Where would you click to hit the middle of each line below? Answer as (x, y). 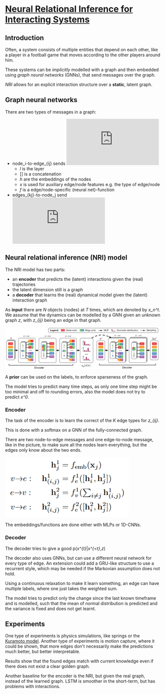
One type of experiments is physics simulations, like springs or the (73, 636)
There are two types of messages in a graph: (51, 112)
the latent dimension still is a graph (48, 289)
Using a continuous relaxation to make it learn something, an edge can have (82, 583)
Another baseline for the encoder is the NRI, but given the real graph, (75, 676)
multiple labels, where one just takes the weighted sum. (62, 588)
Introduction (25, 38)
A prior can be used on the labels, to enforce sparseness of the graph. (77, 377)
